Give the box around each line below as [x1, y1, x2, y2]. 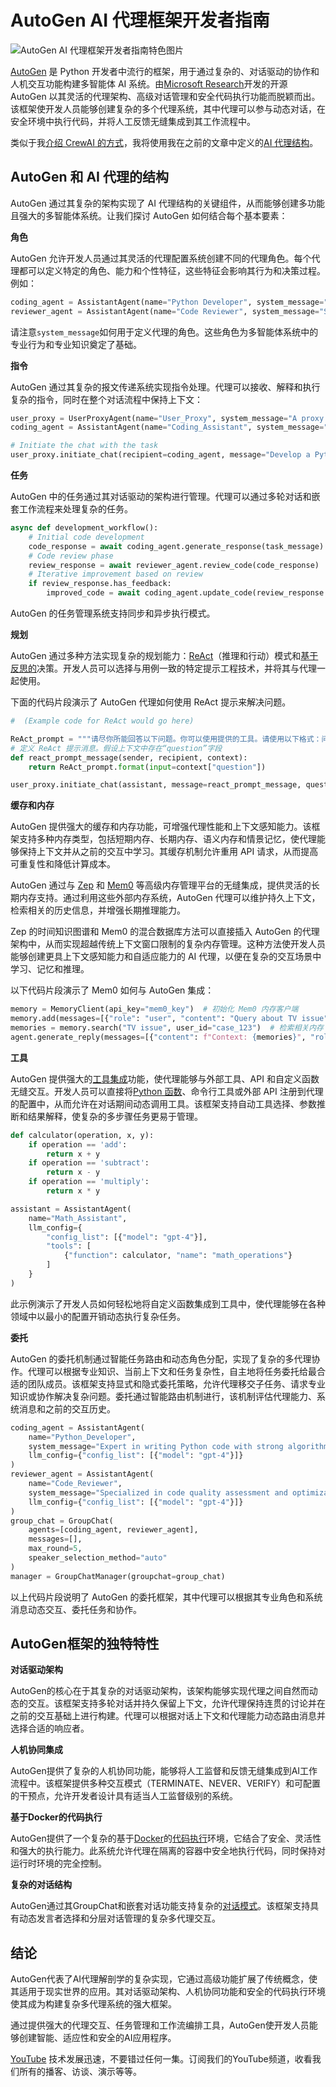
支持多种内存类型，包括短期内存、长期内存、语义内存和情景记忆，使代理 [18, 833, 317, 845]
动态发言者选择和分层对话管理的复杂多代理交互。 [18, 1912, 221, 1925]
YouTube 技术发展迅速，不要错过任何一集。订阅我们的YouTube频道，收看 [10, 2053, 313, 2065]
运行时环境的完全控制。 [10, 1857, 107, 1870]
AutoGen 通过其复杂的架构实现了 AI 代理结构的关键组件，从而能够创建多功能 [10, 197, 325, 209]
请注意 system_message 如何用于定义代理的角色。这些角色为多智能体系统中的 [10, 326, 319, 338]
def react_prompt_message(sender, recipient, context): [10, 752, 248, 763]
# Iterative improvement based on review [28, 569, 203, 580]
